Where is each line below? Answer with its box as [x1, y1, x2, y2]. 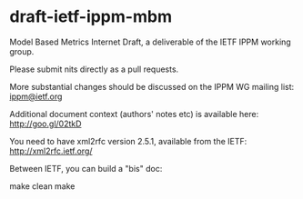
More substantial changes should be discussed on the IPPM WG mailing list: [9, 81, 295, 92]
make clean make [9, 180, 76, 192]
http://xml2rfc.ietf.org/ [9, 145, 93, 156]
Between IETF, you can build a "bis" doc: [9, 163, 163, 174]
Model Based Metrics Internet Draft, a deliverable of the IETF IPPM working [9, 36, 291, 47]
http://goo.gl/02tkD [9, 118, 82, 129]
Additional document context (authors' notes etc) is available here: [9, 108, 259, 119]
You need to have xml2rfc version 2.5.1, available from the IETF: [9, 135, 247, 146]
